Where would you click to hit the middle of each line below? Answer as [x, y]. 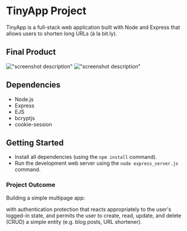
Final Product [31, 52]
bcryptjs [25, 118]
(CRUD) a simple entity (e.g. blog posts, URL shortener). [74, 222]
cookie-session [33, 124]
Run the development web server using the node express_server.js [96, 163]
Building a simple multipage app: [46, 198]
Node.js [24, 99]
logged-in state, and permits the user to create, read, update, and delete [94, 215]
